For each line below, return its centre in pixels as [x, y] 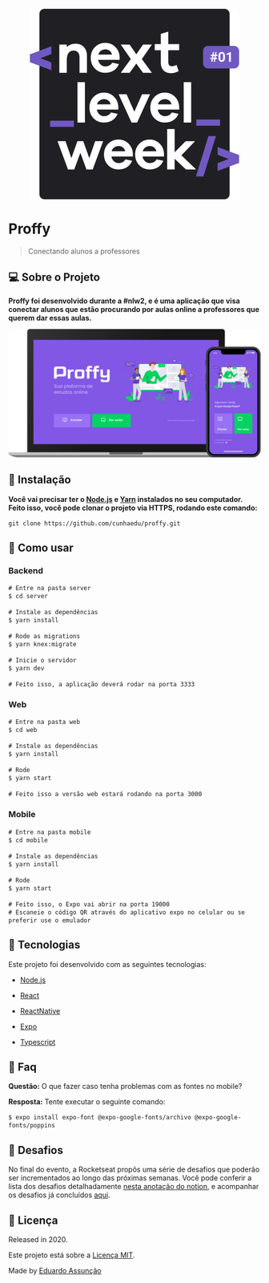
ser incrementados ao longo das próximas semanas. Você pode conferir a [130, 1178]
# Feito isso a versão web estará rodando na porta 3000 [105, 795]
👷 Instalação [40, 480]
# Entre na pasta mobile [50, 832]
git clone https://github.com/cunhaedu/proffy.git [94, 523]
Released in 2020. [38, 1240]
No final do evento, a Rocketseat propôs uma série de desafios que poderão [134, 1170]
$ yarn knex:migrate [43, 645]
